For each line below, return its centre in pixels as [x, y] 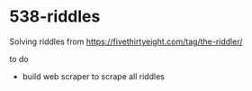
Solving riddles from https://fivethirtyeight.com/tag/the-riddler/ [126, 41]
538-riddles [55, 17]
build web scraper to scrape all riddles [93, 76]
